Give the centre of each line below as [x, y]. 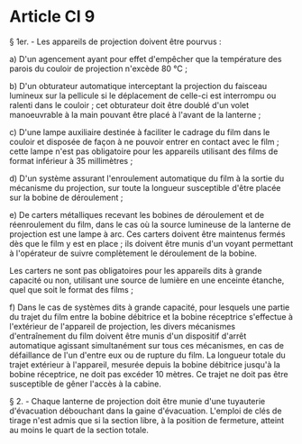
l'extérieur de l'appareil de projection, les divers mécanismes [123, 326]
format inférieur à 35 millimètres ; [71, 160]
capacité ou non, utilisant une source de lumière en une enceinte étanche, [147, 280]
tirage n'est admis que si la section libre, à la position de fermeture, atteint [147, 420]
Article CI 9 [52, 17]
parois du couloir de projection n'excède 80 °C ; [98, 68]
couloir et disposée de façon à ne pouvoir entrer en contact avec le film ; [144, 141]
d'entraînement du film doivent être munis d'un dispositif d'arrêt [128, 336]
